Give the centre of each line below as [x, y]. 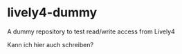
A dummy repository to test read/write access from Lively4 [91, 31]
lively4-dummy [52, 13]
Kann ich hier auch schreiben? [51, 44]
